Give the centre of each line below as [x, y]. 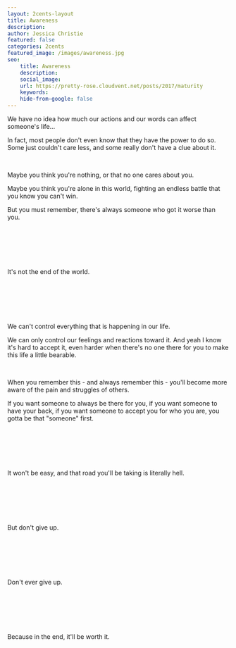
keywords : [35, 92]
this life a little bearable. [42, 355]
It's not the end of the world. [49, 272]
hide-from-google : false [56, 99]
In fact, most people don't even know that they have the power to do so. [112, 140]
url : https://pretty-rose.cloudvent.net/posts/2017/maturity [111, 86]
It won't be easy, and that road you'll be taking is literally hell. [96, 473]
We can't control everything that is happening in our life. [89, 326]
